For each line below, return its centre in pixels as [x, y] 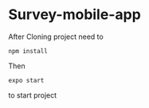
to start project [33, 95]
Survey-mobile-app [74, 15]
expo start [26, 80]
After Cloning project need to [56, 37]
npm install [28, 51]
